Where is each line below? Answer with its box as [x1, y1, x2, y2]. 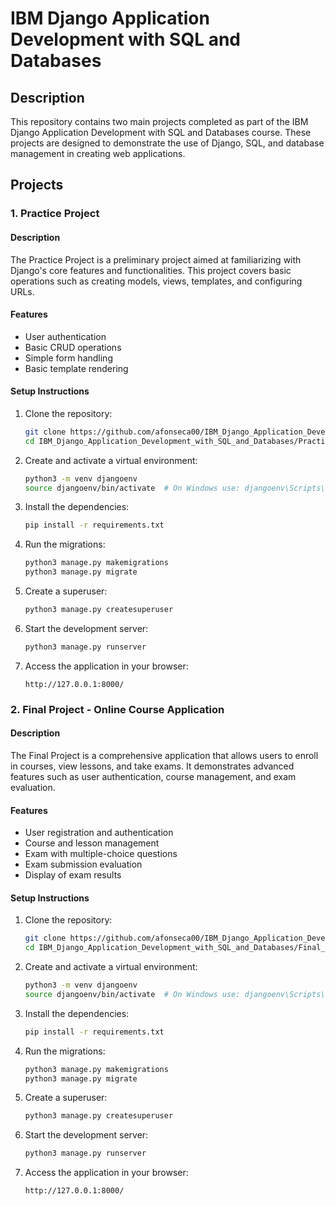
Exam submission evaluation [24, 858, 143, 871]
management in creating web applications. [10, 148, 186, 159]
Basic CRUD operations [24, 341, 122, 353]
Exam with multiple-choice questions [24, 848, 178, 860]
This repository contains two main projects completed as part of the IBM [10, 116, 309, 127]
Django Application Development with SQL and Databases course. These [10, 127, 312, 138]
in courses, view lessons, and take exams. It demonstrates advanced [10, 760, 295, 772]
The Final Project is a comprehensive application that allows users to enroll [10, 749, 319, 761]
